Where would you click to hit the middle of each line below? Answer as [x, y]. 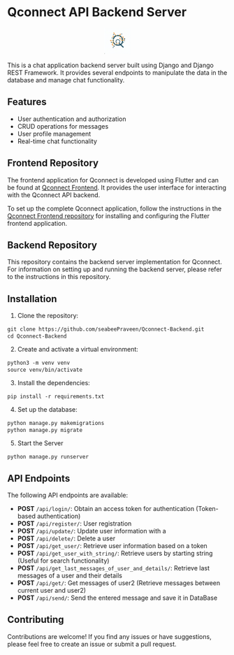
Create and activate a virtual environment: [78, 350]
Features [27, 102]
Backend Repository [52, 245]
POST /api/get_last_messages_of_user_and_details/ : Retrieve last [113, 568]
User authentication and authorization [72, 119]
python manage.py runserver [48, 457]
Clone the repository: [48, 316]
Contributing [36, 620]
